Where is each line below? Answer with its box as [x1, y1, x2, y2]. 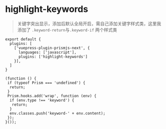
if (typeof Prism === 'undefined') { [7, 80, 85, 85]
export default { [5, 36, 41, 42]
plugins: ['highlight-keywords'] [18, 54, 88, 59]
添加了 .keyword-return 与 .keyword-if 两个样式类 [17, 26, 117, 33]
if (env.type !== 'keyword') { [9, 98, 75, 103]
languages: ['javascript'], [18, 50, 77, 55]
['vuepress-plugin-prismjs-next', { [14, 45, 90, 50]
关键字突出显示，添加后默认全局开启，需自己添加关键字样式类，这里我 [17, 20, 162, 26]
